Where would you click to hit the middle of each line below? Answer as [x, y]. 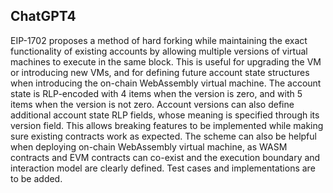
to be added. [36, 178]
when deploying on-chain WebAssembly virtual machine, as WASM [149, 146]
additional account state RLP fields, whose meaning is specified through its [165, 115]
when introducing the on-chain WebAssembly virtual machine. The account [166, 83]
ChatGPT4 [43, 16]
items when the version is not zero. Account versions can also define [152, 104]
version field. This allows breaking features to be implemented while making [167, 125]
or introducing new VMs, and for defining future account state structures [160, 72]
